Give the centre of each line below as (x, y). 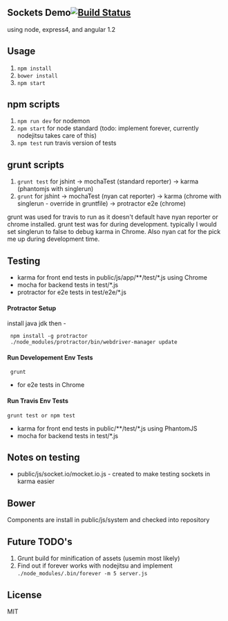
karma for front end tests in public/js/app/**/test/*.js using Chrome (112, 278)
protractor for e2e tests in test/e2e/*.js (72, 292)
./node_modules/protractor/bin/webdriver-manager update (94, 342)
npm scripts (34, 105)
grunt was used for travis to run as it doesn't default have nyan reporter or (113, 217)
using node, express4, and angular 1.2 (61, 29)
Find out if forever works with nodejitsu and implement (95, 566)
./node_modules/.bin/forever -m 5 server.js (82, 574)
